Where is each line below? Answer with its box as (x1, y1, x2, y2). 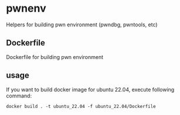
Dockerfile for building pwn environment (6, 53, 104, 60)
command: (6, 92, 32, 99)
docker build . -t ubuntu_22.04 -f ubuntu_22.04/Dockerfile (6, 103, 157, 109)
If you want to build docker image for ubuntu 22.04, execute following (6, 86, 175, 93)
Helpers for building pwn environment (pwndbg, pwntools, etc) (6, 21, 158, 28)
